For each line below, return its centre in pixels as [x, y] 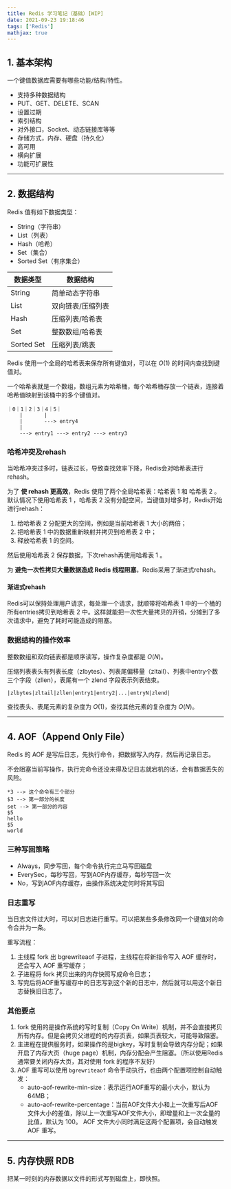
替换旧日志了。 [44, 991]
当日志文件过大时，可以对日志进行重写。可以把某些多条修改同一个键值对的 [112, 919]
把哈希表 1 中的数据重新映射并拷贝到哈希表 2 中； [87, 532]
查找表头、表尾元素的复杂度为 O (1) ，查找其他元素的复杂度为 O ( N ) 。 [103, 706]
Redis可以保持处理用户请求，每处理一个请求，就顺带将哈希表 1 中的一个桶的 [114, 603]
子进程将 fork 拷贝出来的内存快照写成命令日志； [85, 974]
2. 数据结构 [31, 194]
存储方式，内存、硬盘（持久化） [62, 138]
